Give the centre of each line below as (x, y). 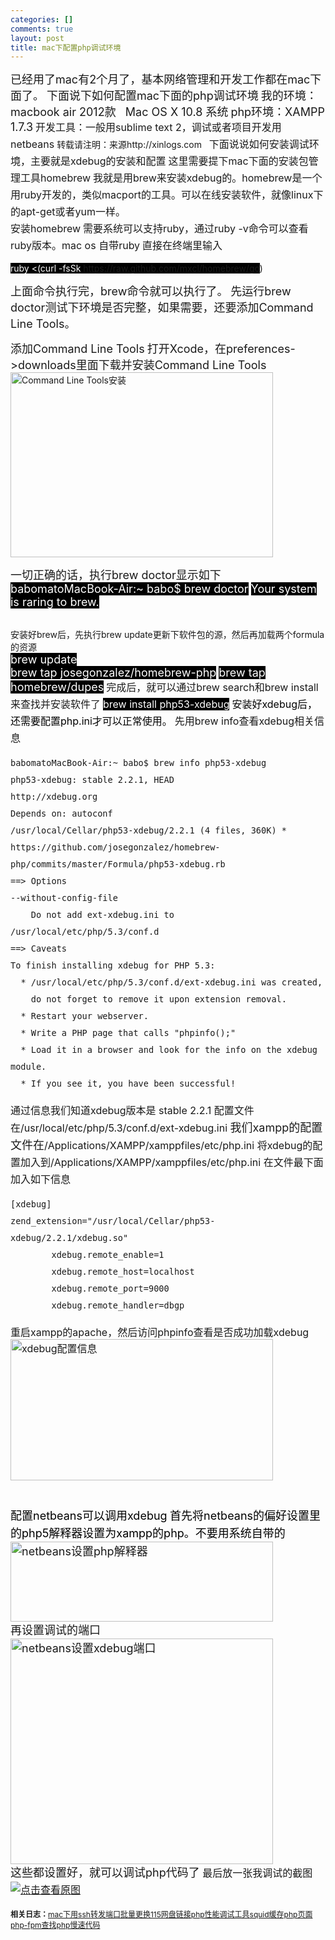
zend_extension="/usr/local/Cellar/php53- (113, 1221)
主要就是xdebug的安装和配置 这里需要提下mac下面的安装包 (169, 161)
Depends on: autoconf (61, 814)
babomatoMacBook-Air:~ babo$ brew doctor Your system (163, 589)
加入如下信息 (41, 1179)
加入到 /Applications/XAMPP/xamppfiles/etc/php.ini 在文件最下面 (172, 1163)
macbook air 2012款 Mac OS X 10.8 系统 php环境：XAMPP (168, 112)
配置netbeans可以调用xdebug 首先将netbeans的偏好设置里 (166, 1516)
